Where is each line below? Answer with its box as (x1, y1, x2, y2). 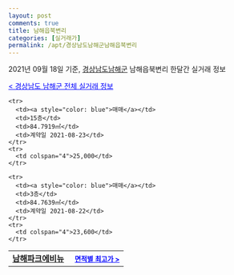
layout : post (8, 11, 52, 20)
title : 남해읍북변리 (8, 26, 67, 34)
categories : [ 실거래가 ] (8, 34, 82, 42)
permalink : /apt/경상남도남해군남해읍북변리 (8, 42, 138, 50)
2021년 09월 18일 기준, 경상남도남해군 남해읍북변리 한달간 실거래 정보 (8, 65, 226, 74)
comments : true (8, 19, 59, 27)
